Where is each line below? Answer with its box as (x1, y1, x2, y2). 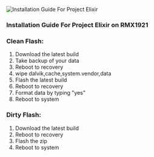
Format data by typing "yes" (15, 89, 86, 97)
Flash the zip (15, 137, 47, 144)
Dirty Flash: (6, 111, 41, 119)
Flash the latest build (15, 76, 67, 84)
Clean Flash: (6, 37, 44, 45)
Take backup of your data (15, 57, 80, 65)
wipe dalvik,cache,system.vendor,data (15, 70, 112, 77)
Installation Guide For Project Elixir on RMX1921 (6, 21, 149, 29)
